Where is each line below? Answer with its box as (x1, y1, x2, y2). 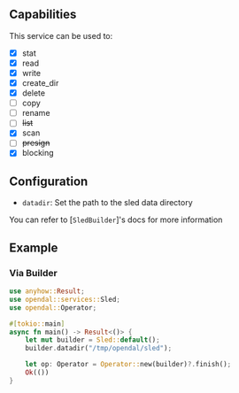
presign (21, 137, 50, 149)
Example (9, 240, 58, 255)
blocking (21, 148, 55, 158)
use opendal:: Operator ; (9, 303, 97, 312)
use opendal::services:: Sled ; (9, 295, 121, 304)
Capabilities (9, 7, 77, 22)
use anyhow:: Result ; (9, 287, 86, 296)
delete (21, 88, 46, 98)
